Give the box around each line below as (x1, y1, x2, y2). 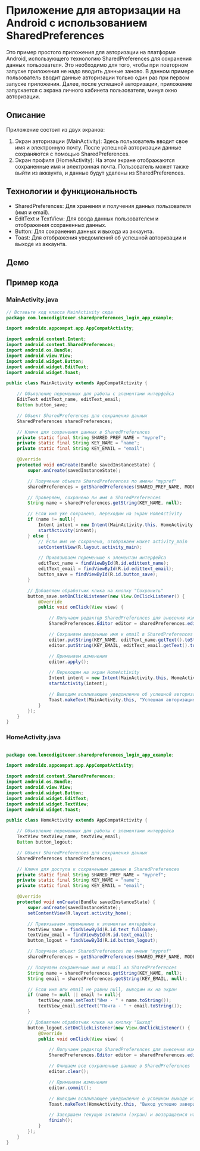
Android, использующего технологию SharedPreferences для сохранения (6, 55, 192, 62)
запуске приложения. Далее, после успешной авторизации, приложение (6, 80, 192, 87)
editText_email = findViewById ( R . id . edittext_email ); (37, 566, 174, 572)
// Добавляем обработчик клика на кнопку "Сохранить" (27, 587, 164, 593)
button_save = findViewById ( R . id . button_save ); (37, 571, 159, 578)
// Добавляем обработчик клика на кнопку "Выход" (27, 1019, 153, 1025)
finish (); (48, 1118, 73, 1124)
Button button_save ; (17, 402, 68, 408)
